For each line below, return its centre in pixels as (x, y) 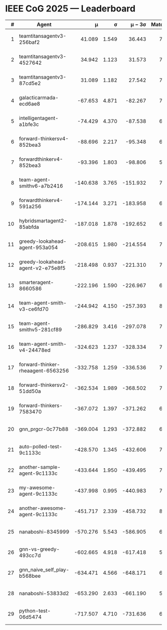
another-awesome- (43, 508)
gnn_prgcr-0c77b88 (44, 429)
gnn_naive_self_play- (44, 569)
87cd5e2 (30, 83)
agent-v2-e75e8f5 (42, 268)
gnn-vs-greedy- (40, 549)
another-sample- (40, 467)
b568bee (30, 576)
